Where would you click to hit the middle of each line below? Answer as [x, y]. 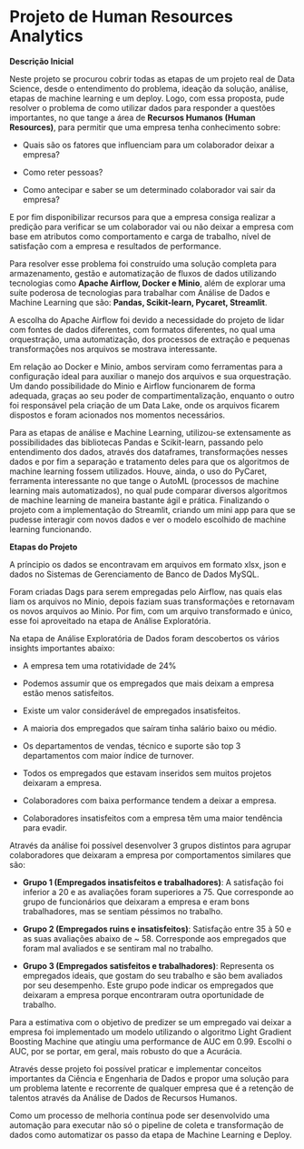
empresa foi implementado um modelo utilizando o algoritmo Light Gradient [151, 1032]
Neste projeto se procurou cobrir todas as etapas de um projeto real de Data [152, 78]
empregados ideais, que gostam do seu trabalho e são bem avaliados [152, 975]
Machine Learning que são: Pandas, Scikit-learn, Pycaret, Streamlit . [138, 302]
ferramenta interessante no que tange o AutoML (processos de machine [144, 480]
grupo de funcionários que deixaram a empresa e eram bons [136, 902]
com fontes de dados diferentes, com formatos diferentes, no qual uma [142, 329]
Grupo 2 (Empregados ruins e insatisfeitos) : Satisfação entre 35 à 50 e [157, 929]
